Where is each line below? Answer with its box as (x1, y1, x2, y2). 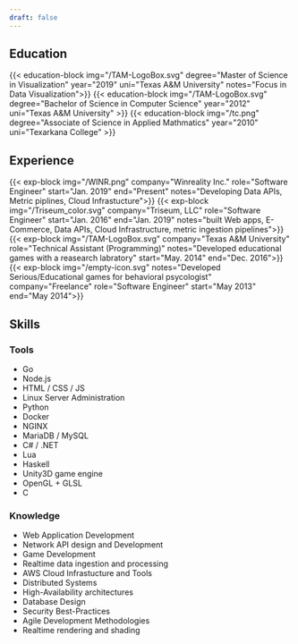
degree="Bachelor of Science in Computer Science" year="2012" (9, 98, 251, 109)
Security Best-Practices (21, 606, 110, 617)
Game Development (21, 549, 96, 560)
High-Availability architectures (21, 587, 134, 597)
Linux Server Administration (21, 392, 125, 402)
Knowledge (9, 509, 61, 521)
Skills (9, 317, 40, 332)
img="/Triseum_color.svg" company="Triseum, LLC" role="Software (9, 205, 261, 216)
